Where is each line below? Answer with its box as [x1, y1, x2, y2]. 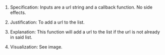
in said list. [10, 34, 33, 40]
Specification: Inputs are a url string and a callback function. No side [10, 4, 153, 10]
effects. [10, 9, 26, 15]
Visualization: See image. [10, 44, 63, 49]
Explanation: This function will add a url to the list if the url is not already [10, 29, 160, 34]
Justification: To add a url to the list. [10, 19, 85, 25]
